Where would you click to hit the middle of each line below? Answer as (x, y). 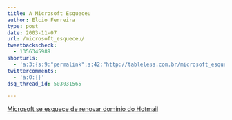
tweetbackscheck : (32, 45)
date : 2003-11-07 (32, 33)
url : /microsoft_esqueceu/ (46, 39)
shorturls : (23, 58)
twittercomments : (32, 71)
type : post (23, 26)
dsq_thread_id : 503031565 (44, 84)
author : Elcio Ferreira (41, 20)
